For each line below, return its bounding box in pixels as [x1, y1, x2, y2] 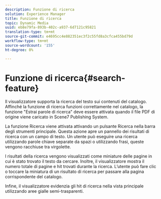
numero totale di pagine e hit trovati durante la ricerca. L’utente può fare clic [5, 164, 156, 170]
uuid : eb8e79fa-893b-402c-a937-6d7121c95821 [5, 25, 96, 30]
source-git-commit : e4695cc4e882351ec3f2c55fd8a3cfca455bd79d [5, 34, 133, 39]
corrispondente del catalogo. [5, 174, 63, 180]
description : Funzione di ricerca [5, 7, 75, 12]
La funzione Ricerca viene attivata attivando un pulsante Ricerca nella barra [5, 124, 156, 129]
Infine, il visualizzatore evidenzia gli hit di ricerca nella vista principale [5, 183, 144, 189]
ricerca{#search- [54, 72, 126, 84]
